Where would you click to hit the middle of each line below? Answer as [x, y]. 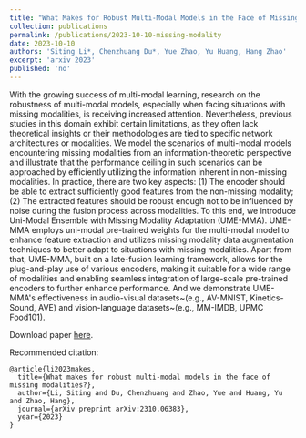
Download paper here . [51, 334]
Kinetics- [267, 298]
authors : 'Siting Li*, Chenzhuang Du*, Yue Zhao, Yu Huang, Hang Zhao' [148, 52]
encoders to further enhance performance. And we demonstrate [130, 288]
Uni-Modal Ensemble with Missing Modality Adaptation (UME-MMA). [138, 220]
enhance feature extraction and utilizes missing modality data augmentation [152, 239]
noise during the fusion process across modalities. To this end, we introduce [153, 210]
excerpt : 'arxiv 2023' [52, 60]
